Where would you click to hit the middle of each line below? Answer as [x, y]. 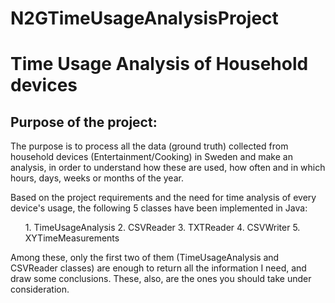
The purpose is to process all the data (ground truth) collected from [149, 146]
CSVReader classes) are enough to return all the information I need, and [158, 268]
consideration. [40, 289]
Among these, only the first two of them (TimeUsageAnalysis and [145, 258]
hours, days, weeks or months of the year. [97, 178]
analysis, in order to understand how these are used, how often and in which [168, 168]
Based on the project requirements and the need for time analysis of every [163, 198]
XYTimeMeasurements [72, 238]
